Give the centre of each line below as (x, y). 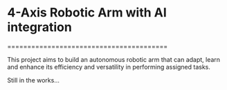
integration (40, 27)
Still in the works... (34, 80)
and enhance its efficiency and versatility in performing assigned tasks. (109, 67)
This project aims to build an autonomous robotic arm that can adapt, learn (113, 59)
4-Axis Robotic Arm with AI (87, 13)
